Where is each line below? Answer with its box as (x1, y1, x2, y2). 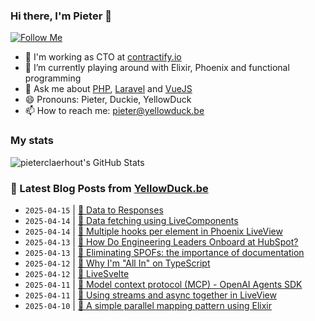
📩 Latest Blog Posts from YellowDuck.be (10, 181, 209, 195)
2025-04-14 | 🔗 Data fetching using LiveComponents (24, 214, 239, 226)
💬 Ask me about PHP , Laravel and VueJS (24, 83, 193, 95)
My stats (10, 134, 54, 148)
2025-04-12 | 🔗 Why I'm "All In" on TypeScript (24, 257, 211, 269)
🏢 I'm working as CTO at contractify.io (24, 51, 182, 63)
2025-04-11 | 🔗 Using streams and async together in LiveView (24, 289, 277, 301)
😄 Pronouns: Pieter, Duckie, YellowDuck (24, 94, 192, 106)
